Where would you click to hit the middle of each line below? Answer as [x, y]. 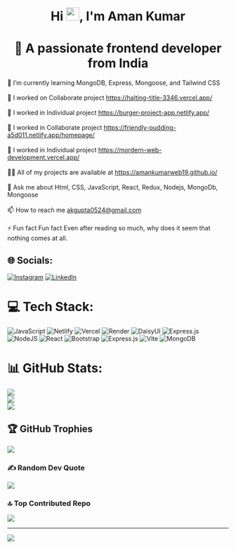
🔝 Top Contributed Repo [49, 503]
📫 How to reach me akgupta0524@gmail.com [74, 210]
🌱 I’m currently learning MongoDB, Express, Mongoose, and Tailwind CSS [114, 83]
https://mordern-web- [130, 150]
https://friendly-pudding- [140, 128]
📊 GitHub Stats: [55, 368]
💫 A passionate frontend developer [118, 48]
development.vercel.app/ [44, 157]
